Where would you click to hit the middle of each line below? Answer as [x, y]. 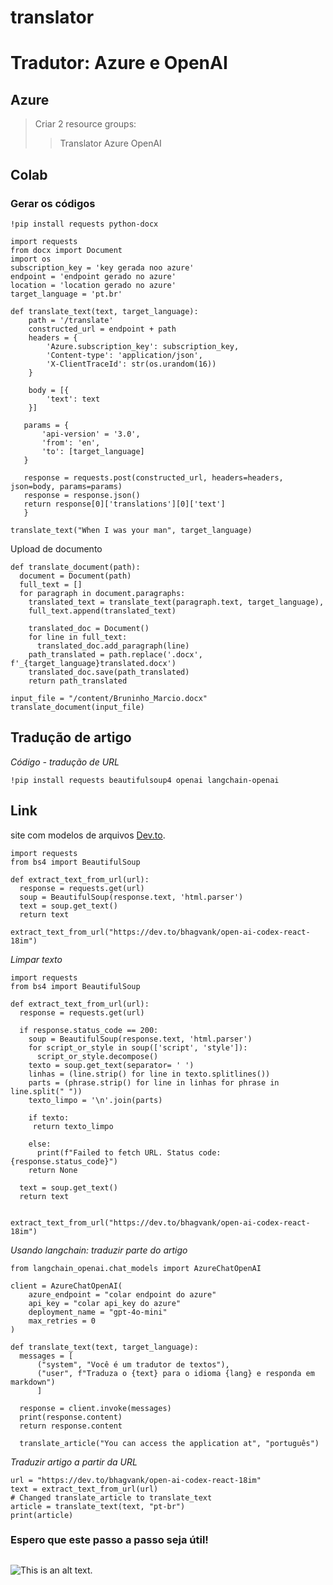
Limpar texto [36, 959]
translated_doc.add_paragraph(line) [113, 646]
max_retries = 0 [62, 1321]
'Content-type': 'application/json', [124, 355]
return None [53, 1170]
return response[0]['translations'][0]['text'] [124, 504]
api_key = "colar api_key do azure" [105, 1303]
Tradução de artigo [71, 737]
